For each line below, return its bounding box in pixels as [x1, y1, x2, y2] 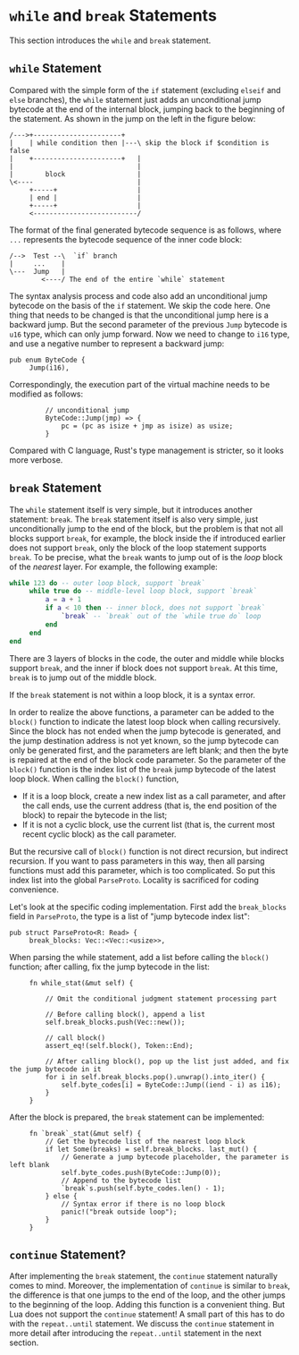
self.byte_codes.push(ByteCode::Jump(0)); [61, 1168, 221, 1177]
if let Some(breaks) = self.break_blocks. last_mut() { [45, 1145, 257, 1154]
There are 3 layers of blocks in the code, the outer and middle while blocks [9, 652, 285, 663]
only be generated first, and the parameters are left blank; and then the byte [9, 745, 289, 755]
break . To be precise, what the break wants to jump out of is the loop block [9, 551, 283, 562]
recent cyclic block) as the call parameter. [21, 829, 177, 839]
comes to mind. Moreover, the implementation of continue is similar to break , [9, 1281, 291, 1291]
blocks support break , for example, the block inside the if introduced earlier [9, 533, 287, 543]
